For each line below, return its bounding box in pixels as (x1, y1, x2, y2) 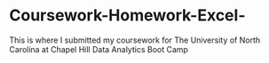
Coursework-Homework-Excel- (9, 5, 246, 26)
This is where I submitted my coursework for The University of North (9, 35, 261, 45)
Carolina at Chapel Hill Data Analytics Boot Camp (9, 43, 189, 54)
